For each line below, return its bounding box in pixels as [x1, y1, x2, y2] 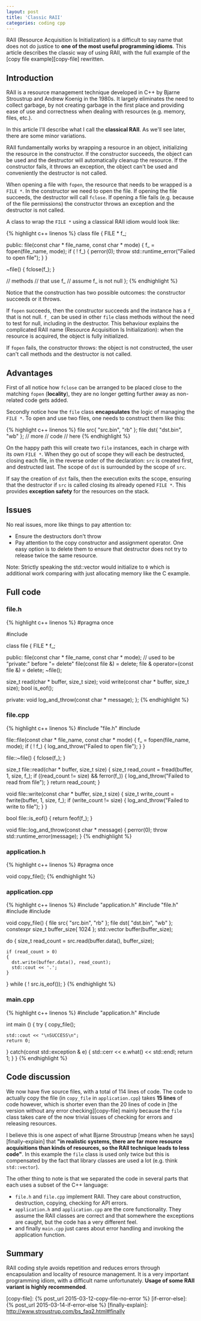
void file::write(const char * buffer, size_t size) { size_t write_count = [6, 790, 175, 797]
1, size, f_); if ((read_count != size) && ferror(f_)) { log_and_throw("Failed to [6, 772, 190, 779]
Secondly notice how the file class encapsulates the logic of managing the [6, 409, 195, 415]
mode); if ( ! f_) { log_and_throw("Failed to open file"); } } [6, 742, 146, 750]
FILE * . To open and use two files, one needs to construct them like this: [6, 415, 185, 422]
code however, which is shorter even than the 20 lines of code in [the [6, 1100, 178, 1107]
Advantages [6, 368, 53, 378]
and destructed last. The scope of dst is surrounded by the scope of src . [6, 463, 187, 470]
